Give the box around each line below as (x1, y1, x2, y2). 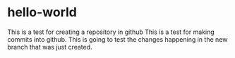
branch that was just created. (7, 42, 93, 51)
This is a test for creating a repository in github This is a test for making (7, 28, 215, 36)
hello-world (7, 4, 78, 21)
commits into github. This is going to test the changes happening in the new (7, 35, 228, 43)
